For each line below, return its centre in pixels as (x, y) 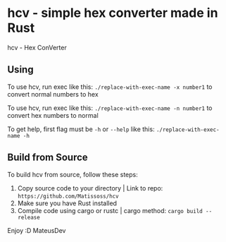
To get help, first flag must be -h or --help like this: (81, 129)
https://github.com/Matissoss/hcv (68, 196)
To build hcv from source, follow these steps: (73, 174)
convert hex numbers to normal (53, 115)
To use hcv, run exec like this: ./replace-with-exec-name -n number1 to (110, 108)
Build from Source (48, 158)
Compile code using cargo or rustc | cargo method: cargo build (110, 210)
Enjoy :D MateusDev (37, 230)
